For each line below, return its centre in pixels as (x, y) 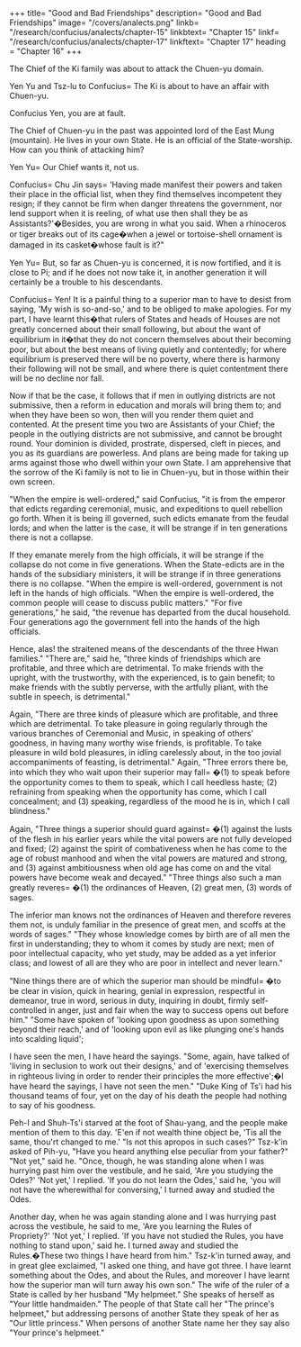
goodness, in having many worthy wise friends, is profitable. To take (136, 743)
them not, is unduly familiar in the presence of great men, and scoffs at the (147, 925)
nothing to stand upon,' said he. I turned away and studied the (124, 1245)
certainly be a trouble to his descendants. (86, 282)
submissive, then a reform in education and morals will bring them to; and (145, 405)
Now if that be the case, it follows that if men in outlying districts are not (142, 396)
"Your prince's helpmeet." (57, 1333)
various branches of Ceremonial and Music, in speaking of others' (132, 733)
